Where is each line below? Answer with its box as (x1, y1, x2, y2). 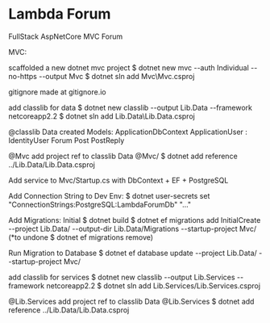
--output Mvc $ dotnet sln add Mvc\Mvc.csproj (39, 71, 195, 81)
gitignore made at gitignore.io (8, 86, 106, 97)
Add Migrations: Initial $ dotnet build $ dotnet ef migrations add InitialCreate (8, 215, 261, 224)
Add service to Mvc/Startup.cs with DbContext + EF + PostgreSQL (8, 175, 229, 185)
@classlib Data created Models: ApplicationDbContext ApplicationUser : (8, 127, 248, 136)
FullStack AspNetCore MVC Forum (8, 31, 123, 41)
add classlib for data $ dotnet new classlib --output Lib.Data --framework (8, 103, 252, 112)
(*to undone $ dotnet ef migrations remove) (8, 232, 154, 242)
